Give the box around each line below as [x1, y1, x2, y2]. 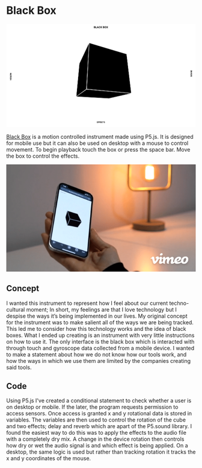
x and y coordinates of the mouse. [6, 455, 91, 462]
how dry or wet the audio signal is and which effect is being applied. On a [6, 442, 188, 449]
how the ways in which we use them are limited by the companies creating [6, 357, 191, 364]
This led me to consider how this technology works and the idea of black [6, 325, 186, 332]
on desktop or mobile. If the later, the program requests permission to [6, 403, 179, 411]
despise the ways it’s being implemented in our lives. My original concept [6, 312, 188, 319]
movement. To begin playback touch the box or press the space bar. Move [6, 146, 191, 153]
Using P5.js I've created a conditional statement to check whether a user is [6, 397, 192, 405]
